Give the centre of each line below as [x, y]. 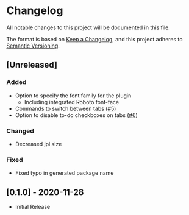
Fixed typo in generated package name [64, 173]
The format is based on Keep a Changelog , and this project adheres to [94, 39]
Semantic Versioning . [33, 46]
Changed [20, 130]
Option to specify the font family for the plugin [73, 96]
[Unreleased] [32, 65]
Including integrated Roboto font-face [72, 102]
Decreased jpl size [38, 144]
